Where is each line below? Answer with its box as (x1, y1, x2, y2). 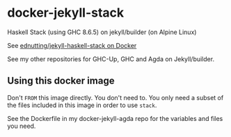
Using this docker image (7, 75, 115, 87)
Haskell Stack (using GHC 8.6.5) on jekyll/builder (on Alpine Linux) (7, 28, 197, 36)
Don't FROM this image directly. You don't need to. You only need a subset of (7, 93, 224, 102)
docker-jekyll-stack (7, 5, 125, 21)
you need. (7, 122, 36, 130)
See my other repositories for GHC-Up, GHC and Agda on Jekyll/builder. (7, 54, 214, 63)
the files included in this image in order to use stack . (7, 101, 157, 109)
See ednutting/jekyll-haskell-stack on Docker (7, 41, 137, 49)
